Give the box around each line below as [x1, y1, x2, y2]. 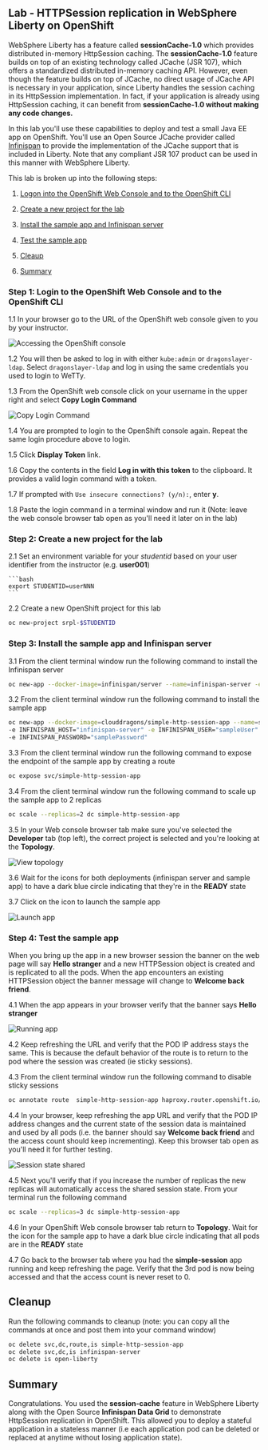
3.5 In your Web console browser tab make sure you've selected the [8, 824, 233, 835]
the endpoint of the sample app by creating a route [8, 756, 175, 767]
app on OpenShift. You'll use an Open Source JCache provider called [8, 132, 235, 142]
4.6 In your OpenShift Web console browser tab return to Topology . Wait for [8, 1222, 258, 1232]
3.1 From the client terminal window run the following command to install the [8, 656, 258, 666]
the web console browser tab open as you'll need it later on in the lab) [8, 514, 238, 523]
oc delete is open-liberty [8, 1356, 98, 1364]
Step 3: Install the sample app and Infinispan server [8, 638, 212, 649]
